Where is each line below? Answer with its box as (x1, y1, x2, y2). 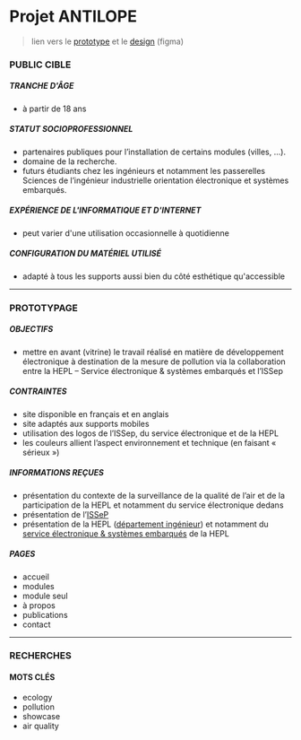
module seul (21, 590, 69, 601)
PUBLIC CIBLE (9, 58, 72, 71)
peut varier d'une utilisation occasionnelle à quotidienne (21, 227, 230, 239)
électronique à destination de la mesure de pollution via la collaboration (21, 356, 287, 367)
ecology (21, 692, 53, 702)
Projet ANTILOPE (9, 6, 137, 27)
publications (21, 609, 69, 620)
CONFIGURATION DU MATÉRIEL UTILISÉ (9, 248, 162, 259)
